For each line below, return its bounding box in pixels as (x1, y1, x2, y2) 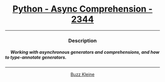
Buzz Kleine (70, 71, 95, 77)
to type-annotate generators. (5, 55, 67, 61)
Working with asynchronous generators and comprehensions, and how (10, 49, 160, 55)
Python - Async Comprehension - (12, 3, 153, 15)
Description (68, 37, 97, 44)
